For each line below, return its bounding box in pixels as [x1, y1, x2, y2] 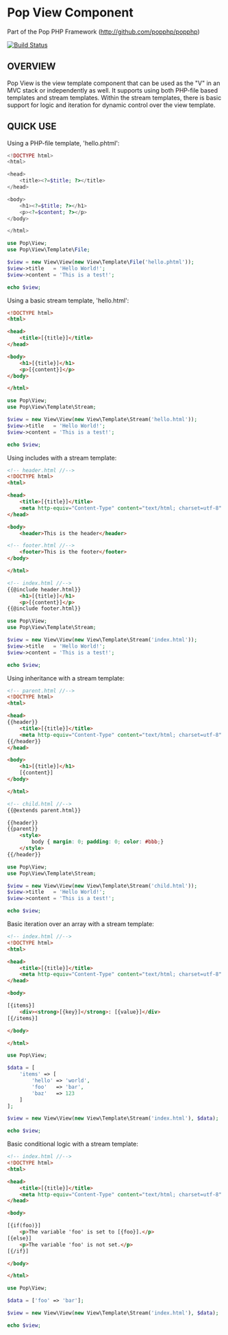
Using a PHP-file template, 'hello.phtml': [7, 139, 120, 147]
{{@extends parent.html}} [7, 807, 81, 814]
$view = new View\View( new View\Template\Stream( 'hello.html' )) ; [7, 416, 197, 423]
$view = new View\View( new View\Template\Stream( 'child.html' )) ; [7, 882, 197, 889]
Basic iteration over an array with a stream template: [7, 920, 154, 928]
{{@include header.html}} [7, 586, 81, 593]
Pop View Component [7, 5, 134, 21]
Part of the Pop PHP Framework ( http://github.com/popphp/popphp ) [7, 27, 200, 36]
